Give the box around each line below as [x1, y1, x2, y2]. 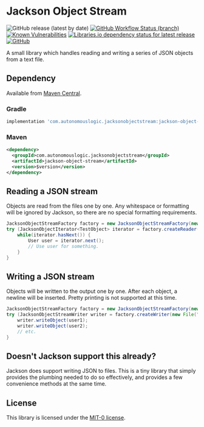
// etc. [17, 328, 36, 334]
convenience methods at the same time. [6, 380, 107, 387]
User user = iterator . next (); [28, 238, 104, 244]
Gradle [6, 105, 27, 113]
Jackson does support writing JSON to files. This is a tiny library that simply [6, 367, 196, 375]
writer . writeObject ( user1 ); [17, 317, 88, 323]
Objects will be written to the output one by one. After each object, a [6, 288, 177, 295]
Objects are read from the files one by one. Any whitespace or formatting [6, 202, 189, 210]
